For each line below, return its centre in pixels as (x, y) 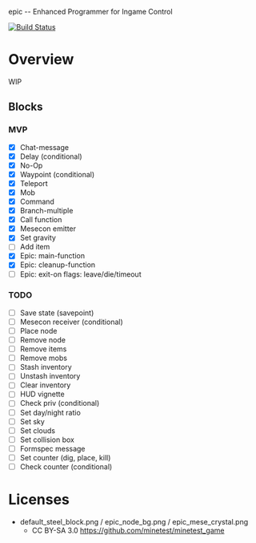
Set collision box (47, 440)
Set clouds (38, 430)
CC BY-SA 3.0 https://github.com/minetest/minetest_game (128, 530)
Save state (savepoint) (57, 313)
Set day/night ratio (50, 412)
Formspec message (52, 448)
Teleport (34, 183)
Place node (38, 330)
